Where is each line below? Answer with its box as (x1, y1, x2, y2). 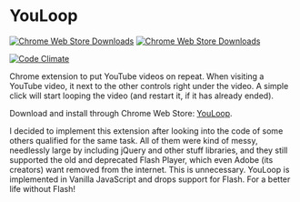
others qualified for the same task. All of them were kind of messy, (9, 135, 258, 146)
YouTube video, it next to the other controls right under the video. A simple (9, 80, 289, 91)
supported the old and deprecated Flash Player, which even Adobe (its (9, 154, 274, 165)
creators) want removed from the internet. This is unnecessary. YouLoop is (9, 164, 290, 175)
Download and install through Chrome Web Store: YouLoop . (9, 107, 234, 118)
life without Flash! (9, 183, 75, 194)
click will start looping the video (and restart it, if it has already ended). (9, 90, 275, 101)
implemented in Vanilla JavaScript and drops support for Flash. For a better (9, 174, 291, 185)
